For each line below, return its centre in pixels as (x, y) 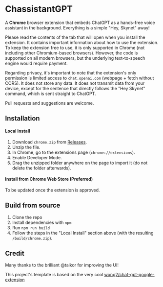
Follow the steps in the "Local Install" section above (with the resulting (83, 233)
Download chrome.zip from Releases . (49, 142)
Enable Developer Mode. (37, 157)
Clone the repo (27, 217)
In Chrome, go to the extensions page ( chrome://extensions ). (73, 152)
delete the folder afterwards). (42, 168)
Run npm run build (31, 227)
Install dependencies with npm (42, 222)
